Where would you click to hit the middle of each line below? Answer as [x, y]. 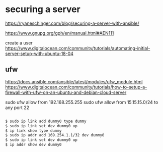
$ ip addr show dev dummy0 [33, 145]
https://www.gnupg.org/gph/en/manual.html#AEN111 [60, 33]
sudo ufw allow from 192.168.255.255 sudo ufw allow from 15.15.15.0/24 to [82, 102]
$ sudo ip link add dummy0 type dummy [46, 121]
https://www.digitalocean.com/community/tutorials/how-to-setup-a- [76, 87]
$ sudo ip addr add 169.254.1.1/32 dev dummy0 [55, 135]
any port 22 [17, 108]
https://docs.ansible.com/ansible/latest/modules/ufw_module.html [74, 81]
